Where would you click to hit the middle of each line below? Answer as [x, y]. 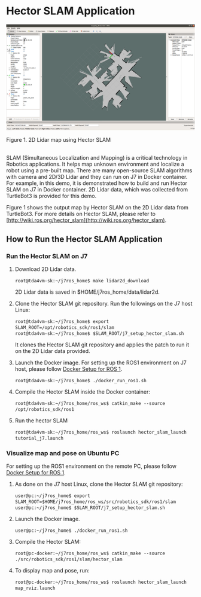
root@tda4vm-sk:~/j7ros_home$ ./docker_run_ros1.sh [80, 381]
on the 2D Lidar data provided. [53, 351]
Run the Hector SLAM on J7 [47, 256]
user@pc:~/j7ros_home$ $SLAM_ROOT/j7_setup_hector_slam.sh [90, 508]
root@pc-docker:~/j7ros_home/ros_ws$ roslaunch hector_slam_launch [100, 582]
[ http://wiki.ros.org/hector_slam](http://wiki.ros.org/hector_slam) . [86, 220]
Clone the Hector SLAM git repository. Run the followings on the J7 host [103, 304]
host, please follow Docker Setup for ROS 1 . [68, 369]
